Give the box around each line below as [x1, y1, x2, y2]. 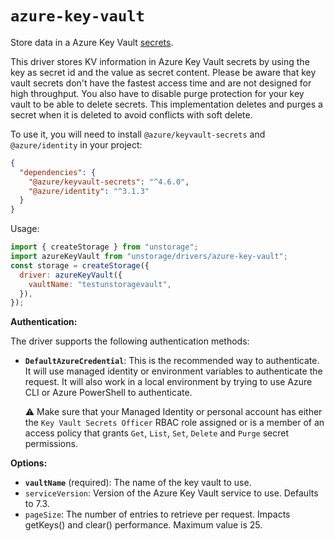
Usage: [10, 223, 40, 235]
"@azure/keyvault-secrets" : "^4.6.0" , [28, 177, 190, 187]
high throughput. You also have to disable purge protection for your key [10, 87, 305, 99]
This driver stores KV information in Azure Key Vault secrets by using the [10, 55, 310, 67]
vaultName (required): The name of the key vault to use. [24, 477, 252, 489]
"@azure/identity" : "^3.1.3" [28, 186, 150, 196]
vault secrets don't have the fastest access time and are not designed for [10, 77, 312, 89]
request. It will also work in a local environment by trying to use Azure [24, 376, 313, 388]
